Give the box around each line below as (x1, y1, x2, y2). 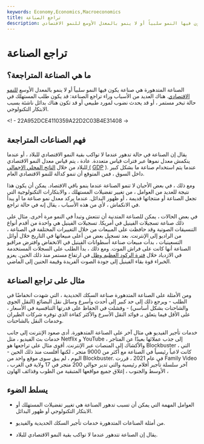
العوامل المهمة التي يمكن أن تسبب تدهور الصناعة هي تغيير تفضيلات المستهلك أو (15, 400, 194, 408)
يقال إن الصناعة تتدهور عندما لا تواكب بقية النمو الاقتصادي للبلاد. (15, 431, 158, 438)
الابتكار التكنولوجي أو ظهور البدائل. (15, 407, 93, 414)
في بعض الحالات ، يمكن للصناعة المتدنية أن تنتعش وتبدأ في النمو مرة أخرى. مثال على (7, 213, 198, 220)
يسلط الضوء (7, 385, 48, 395)
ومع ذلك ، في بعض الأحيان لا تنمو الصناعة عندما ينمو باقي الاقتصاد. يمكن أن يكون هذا (7, 182, 196, 189)
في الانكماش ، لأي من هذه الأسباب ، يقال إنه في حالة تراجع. (7, 201, 140, 209)
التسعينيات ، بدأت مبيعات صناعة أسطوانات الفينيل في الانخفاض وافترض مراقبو (7, 238, 183, 246)
